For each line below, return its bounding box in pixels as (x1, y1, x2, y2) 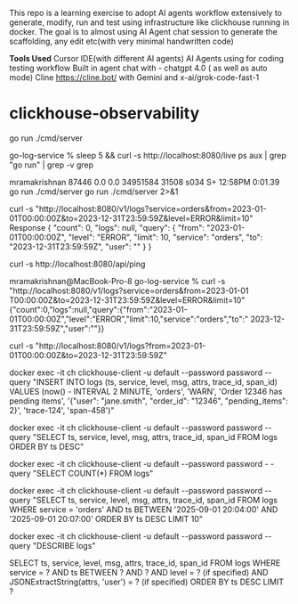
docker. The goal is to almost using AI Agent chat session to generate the (9, 27, 278, 37)
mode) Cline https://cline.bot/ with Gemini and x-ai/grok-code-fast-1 (9, 72, 260, 83)
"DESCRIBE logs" (32, 540, 96, 551)
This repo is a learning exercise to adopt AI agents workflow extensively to (9, 8, 283, 18)
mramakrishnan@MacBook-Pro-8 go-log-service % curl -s (9, 275, 226, 286)
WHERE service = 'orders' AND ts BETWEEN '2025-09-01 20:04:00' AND (9, 503, 278, 515)
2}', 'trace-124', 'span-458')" (9, 404, 115, 415)
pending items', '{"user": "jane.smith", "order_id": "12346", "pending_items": (9, 396, 289, 406)
